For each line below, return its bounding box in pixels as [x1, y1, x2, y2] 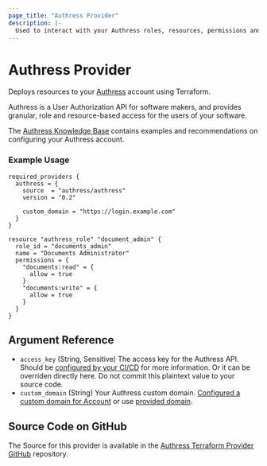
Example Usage [8, 154, 70, 165]
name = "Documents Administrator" [15, 249, 130, 257]
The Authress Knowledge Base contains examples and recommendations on [8, 126, 258, 136]
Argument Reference [8, 333, 114, 347]
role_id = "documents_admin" [15, 242, 112, 250]
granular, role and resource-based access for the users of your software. [8, 111, 248, 120]
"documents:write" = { [22, 284, 98, 292]
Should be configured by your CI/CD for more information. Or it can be [19, 363, 250, 372]
